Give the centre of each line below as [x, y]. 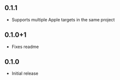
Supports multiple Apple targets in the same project [63, 19]
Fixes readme [25, 47]
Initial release [25, 73]
